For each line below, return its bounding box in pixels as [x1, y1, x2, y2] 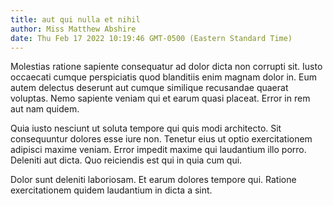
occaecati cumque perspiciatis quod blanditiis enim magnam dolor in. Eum [10, 71, 317, 83]
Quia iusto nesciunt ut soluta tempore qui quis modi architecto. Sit [10, 122, 282, 135]
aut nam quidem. [10, 103, 80, 115]
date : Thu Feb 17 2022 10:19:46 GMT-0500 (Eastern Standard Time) [10, 33, 293, 43]
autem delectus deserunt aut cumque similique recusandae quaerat [10, 82, 289, 94]
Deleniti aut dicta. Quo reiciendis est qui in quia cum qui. [10, 154, 243, 166]
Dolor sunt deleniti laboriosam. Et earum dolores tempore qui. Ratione [10, 174, 297, 186]
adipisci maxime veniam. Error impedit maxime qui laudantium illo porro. [10, 144, 307, 156]
